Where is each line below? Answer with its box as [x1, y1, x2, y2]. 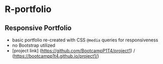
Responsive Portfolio [5, 24, 72, 32]
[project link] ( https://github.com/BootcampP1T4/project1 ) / [12, 48, 135, 53]
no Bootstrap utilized [12, 42, 56, 48]
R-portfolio [5, 4, 51, 15]
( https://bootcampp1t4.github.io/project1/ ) [12, 53, 99, 59]
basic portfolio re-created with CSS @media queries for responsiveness [12, 37, 158, 43]
